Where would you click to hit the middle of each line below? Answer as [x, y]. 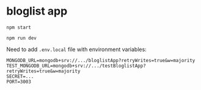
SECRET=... [20, 76]
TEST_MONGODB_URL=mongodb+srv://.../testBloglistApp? [76, 66]
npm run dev [21, 38]
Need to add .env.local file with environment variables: [76, 49]
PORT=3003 [19, 81]
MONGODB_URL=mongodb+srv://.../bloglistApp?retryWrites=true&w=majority [101, 60]
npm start [19, 27]
